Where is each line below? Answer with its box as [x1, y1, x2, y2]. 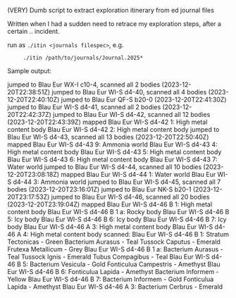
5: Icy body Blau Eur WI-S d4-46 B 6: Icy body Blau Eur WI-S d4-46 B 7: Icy [7, 215, 227, 223]
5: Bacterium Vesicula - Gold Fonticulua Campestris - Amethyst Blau [22, 260, 221, 268]
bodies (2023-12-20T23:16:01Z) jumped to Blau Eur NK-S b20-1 [7, 185, 192, 193]
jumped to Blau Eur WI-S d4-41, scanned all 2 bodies [7, 103, 161, 111]
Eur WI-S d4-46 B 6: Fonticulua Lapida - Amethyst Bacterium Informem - [7, 268, 220, 275]
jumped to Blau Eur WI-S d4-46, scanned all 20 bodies [51, 193, 210, 201]
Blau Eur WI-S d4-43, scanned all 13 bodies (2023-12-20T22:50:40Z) [7, 133, 209, 141]
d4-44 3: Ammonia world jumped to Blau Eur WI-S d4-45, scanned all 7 [13, 178, 221, 186]
